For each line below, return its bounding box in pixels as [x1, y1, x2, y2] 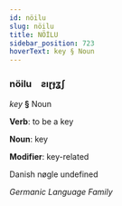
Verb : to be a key [9, 116, 74, 127]
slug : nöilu [9, 22, 54, 31]
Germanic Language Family [9, 187, 113, 198]
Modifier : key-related [9, 152, 89, 162]
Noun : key [9, 133, 48, 145]
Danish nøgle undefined [9, 169, 99, 180]
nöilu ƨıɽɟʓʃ [9, 78, 66, 91]
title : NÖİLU [9, 30, 59, 39]
